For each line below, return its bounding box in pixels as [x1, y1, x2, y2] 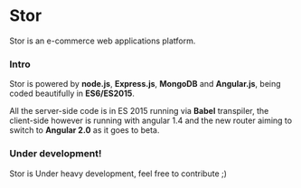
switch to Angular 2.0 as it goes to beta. [9, 125, 160, 136]
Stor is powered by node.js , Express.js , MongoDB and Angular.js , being [9, 79, 282, 89]
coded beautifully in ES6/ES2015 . [9, 88, 136, 99]
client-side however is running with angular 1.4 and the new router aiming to [9, 115, 292, 127]
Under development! [9, 147, 102, 160]
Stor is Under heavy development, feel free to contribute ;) [9, 168, 228, 179]
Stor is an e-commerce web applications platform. [9, 35, 196, 46]
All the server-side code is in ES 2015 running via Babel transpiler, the [9, 106, 269, 117]
